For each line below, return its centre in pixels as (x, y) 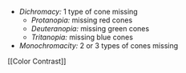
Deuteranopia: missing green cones (90, 28)
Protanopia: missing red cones (82, 20)
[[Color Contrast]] (37, 61)
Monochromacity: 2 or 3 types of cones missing (99, 46)
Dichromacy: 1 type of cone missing (78, 12)
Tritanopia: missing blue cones (82, 37)
